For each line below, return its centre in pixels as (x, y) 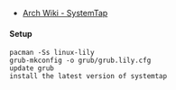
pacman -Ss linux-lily (52, 53)
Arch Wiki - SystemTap (65, 13)
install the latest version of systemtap (88, 76)
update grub (32, 68)
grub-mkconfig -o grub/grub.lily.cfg (80, 61)
